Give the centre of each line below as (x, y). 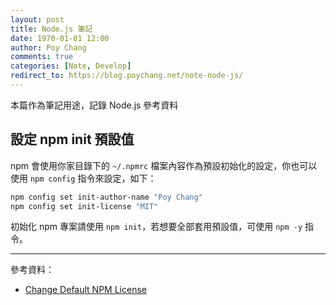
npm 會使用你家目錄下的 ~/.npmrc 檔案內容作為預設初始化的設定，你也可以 (164, 165)
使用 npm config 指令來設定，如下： (83, 178)
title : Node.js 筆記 (51, 29)
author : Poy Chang (48, 47)
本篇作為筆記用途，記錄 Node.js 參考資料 (94, 105)
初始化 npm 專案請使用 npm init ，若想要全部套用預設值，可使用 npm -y (156, 227)
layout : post (37, 19)
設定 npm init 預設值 (72, 139)
